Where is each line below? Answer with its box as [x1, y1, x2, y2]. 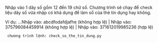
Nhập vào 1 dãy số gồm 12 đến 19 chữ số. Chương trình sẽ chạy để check [5, 5, 153, 10]
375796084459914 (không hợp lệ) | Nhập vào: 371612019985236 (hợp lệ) [5, 24, 154, 30]
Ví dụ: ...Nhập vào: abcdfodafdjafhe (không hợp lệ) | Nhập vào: [5, 19, 132, 25]
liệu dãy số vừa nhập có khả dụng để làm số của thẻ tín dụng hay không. [5, 10, 152, 15]
